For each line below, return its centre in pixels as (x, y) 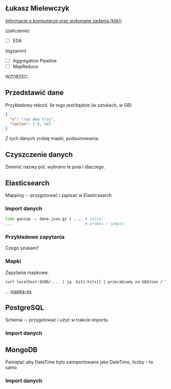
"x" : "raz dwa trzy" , (33, 119)
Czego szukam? (22, 248)
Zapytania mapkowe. (27, 272)
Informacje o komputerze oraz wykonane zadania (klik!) (64, 20)
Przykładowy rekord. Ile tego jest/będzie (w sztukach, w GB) (69, 105)
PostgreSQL (25, 307)
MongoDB (21, 350)
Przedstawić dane (35, 93)
